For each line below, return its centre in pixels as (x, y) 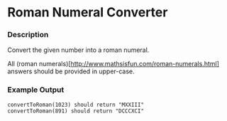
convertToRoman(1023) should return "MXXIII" (76, 105)
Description (28, 35)
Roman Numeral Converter (88, 12)
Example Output (36, 90)
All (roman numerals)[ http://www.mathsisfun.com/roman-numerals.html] (113, 64)
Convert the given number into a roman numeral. (78, 50)
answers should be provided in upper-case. (71, 71)
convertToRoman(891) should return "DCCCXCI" (76, 111)
